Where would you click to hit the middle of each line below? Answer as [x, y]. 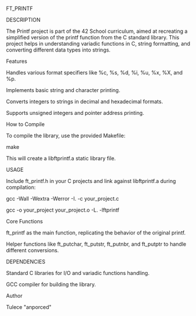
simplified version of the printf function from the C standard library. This [93, 37]
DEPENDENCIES [26, 261]
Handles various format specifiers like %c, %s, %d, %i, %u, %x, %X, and [94, 72]
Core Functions [25, 221]
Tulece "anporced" [29, 307]
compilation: [21, 187]
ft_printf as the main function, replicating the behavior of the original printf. [96, 233]
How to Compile [25, 124]
